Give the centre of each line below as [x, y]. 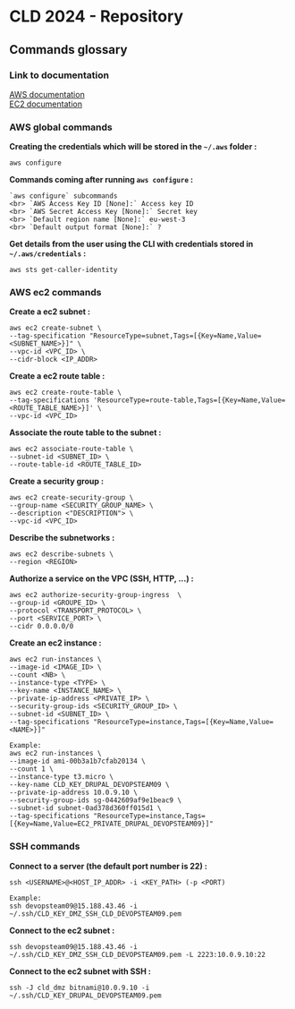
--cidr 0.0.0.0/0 [42, 627]
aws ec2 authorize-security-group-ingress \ [95, 595]
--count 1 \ [31, 769]
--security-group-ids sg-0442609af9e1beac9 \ [95, 800]
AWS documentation [47, 94]
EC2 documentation [46, 104]
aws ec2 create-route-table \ [66, 393]
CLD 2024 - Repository [97, 17]
